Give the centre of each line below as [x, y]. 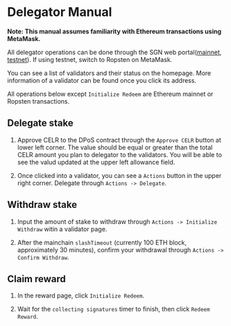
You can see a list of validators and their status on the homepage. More [109, 73]
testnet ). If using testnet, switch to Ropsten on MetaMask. [90, 59]
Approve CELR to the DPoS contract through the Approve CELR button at [119, 140]
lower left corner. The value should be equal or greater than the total [115, 147]
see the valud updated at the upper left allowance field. [96, 162]
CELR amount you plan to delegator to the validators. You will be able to [119, 154]
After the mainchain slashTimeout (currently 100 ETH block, [102, 242]
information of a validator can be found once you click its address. [102, 80]
